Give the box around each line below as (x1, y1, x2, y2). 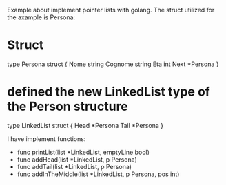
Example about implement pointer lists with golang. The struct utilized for (7, 6, 215, 14)
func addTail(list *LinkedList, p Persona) (17, 162, 132, 171)
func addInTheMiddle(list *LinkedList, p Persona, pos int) (17, 170, 180, 178)
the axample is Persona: (7, 13, 76, 21)
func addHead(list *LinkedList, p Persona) (17, 155, 138, 164)
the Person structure (7, 99, 129, 114)
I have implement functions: (7, 134, 86, 143)
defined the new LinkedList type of (7, 84, 210, 100)
